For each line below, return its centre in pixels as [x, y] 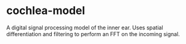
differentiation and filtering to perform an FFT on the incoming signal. [93, 34]
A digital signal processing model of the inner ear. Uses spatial [85, 28]
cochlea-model [46, 11]
